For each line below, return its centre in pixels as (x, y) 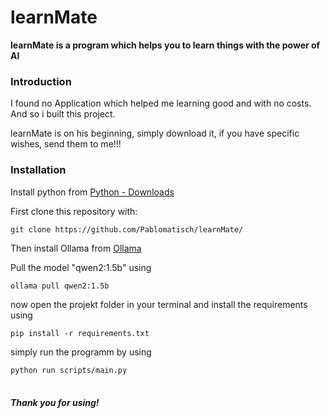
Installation (38, 170)
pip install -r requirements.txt (80, 333)
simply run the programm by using (81, 352)
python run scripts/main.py (69, 370)
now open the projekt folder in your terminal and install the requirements (159, 304)
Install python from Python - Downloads (92, 192)
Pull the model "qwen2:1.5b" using (81, 267)
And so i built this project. (63, 114)
